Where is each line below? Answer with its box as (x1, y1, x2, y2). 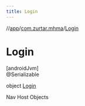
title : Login (6, 8, 38, 15)
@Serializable (6, 71, 39, 78)
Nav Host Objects (6, 93, 49, 100)
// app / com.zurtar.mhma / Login (6, 25, 79, 32)
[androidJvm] (6, 64, 39, 71)
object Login (6, 82, 36, 89)
